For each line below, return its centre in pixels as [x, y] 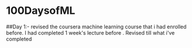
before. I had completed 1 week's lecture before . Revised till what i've [90, 32]
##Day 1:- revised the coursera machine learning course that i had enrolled [96, 27]
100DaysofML [41, 11]
